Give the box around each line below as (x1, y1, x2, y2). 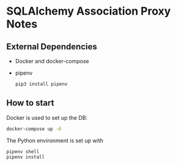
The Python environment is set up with (6, 137, 104, 144)
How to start (6, 98, 54, 108)
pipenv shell (6, 148, 40, 154)
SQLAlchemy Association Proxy (6, 4, 171, 18)
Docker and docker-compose (15, 58, 90, 64)
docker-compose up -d (6, 126, 62, 132)
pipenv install (6, 154, 45, 161)
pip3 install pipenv (15, 81, 68, 87)
